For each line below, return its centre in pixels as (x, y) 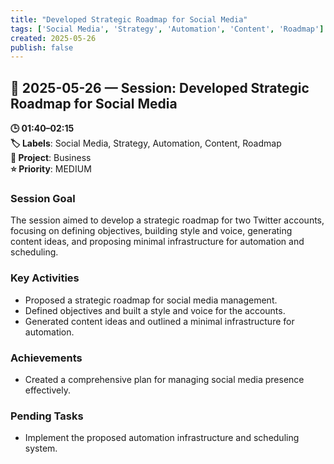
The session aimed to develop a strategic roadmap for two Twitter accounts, (167, 220)
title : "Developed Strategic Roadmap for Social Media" (129, 19)
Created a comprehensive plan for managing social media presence (164, 379)
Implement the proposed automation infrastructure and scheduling (162, 438)
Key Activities (45, 278)
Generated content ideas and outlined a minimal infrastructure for (159, 321)
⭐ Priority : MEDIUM (51, 169)
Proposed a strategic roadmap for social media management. (151, 300)
